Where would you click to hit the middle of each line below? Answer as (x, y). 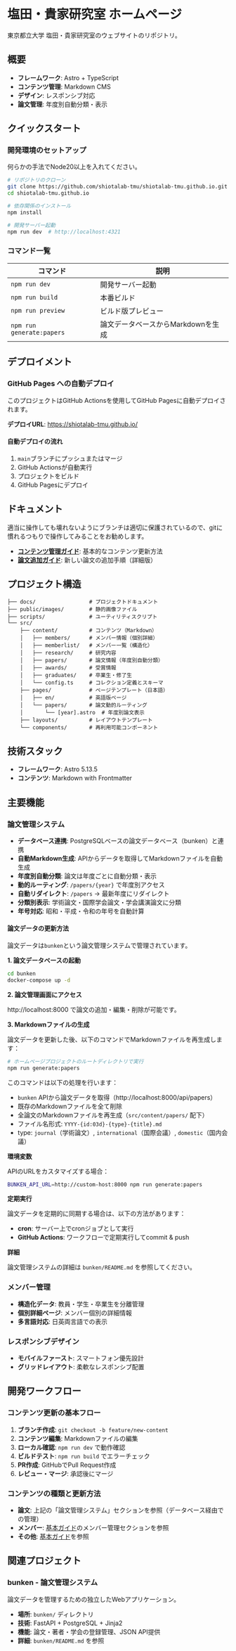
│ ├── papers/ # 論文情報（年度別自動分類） (92, 661)
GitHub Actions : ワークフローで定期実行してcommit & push (103, 1238)
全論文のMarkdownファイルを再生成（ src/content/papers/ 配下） (113, 1114)
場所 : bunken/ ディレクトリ (55, 1614)
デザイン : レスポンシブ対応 (56, 95)
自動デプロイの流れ (35, 442)
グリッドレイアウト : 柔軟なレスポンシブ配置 (81, 1367)
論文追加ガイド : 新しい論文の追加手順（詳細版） (87, 560)
